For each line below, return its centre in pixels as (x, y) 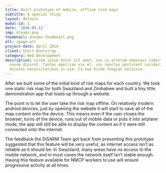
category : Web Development (33, 55)
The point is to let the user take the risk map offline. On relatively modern (80, 103)
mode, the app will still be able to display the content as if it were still (75, 124)
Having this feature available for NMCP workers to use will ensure (72, 160)
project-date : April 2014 (32, 46)
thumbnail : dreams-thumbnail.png (40, 37)
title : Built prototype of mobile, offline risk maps (62, 10)
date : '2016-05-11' (25, 28)
